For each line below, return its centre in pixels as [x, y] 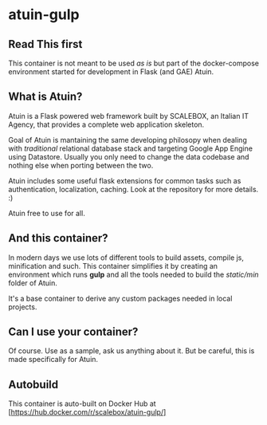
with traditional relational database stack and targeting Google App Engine [131, 148]
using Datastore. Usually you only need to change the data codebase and [129, 156]
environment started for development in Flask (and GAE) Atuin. [111, 72]
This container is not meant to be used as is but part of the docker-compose [134, 63]
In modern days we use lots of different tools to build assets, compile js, [126, 258]
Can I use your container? [73, 332]
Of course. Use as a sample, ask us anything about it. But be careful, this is [132, 351]
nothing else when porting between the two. [81, 165]
